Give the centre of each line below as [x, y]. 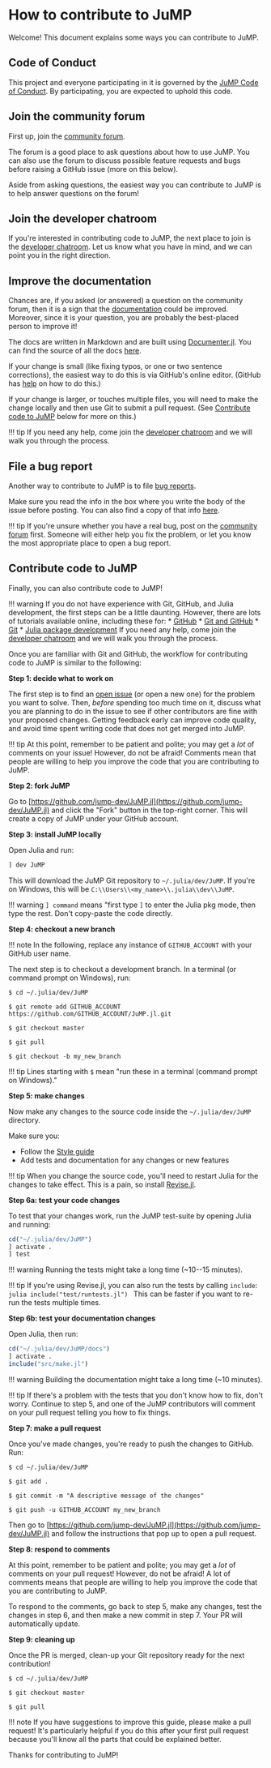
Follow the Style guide [57, 1151]
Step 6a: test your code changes [64, 1200]
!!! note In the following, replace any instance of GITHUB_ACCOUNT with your [130, 944]
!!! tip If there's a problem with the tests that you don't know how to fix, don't [136, 1395]
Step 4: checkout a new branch [62, 929]
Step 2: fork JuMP [39, 786]
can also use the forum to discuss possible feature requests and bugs [125, 161]
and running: [30, 1224]
